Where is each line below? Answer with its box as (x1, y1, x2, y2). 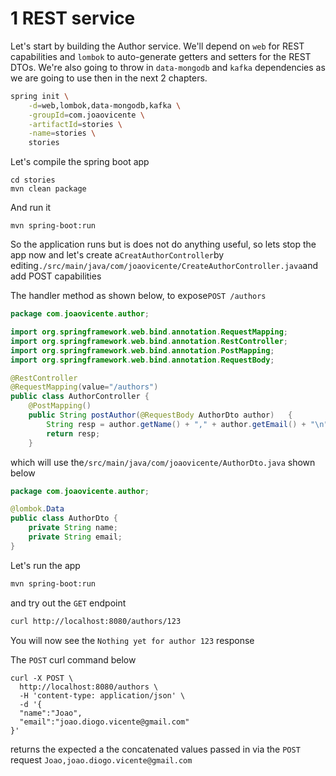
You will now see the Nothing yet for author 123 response (10, 634, 255, 646)
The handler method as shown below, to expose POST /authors (10, 290, 267, 302)
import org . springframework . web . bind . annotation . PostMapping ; (10, 345, 275, 356)
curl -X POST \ (10, 673, 74, 683)
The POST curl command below (10, 653, 137, 666)
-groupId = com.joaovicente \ (28, 110, 145, 120)
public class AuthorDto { (10, 513, 118, 524)
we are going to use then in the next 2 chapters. (10, 72, 208, 84)
